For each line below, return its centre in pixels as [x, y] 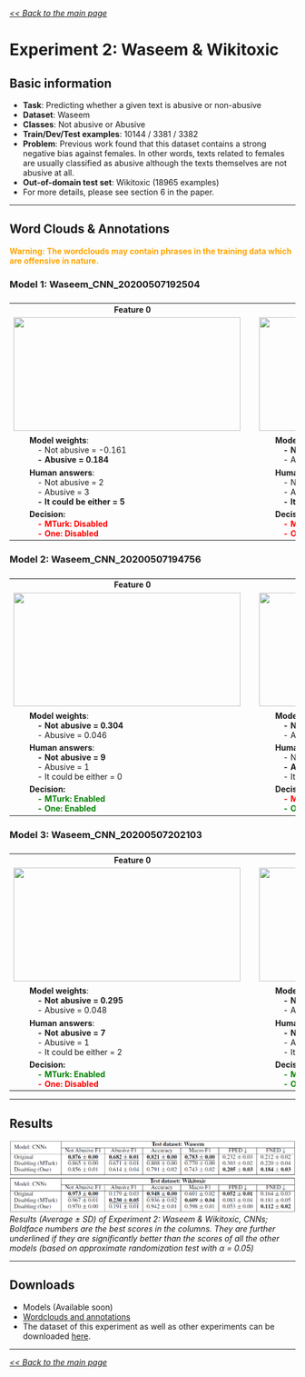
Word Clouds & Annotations [89, 229]
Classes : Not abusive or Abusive [84, 125]
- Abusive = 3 [64, 492]
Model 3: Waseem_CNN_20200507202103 [106, 834]
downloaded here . [56, 1336]
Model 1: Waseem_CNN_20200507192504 [105, 284]
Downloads [42, 1285]
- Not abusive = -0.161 [82, 450]
